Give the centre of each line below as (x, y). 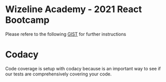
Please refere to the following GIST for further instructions (66, 34)
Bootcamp (27, 20)
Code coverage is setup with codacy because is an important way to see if (83, 68)
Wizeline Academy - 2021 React (74, 9)
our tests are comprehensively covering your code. (58, 74)
